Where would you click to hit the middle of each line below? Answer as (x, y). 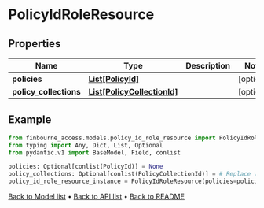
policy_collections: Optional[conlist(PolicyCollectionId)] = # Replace (130, 174)
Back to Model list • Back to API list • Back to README (96, 197)
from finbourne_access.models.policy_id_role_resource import (112, 138)
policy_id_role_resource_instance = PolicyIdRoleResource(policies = (123, 182)
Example (30, 120)
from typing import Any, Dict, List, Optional (86, 145)
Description (208, 66)
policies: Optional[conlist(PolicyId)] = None (86, 167)
